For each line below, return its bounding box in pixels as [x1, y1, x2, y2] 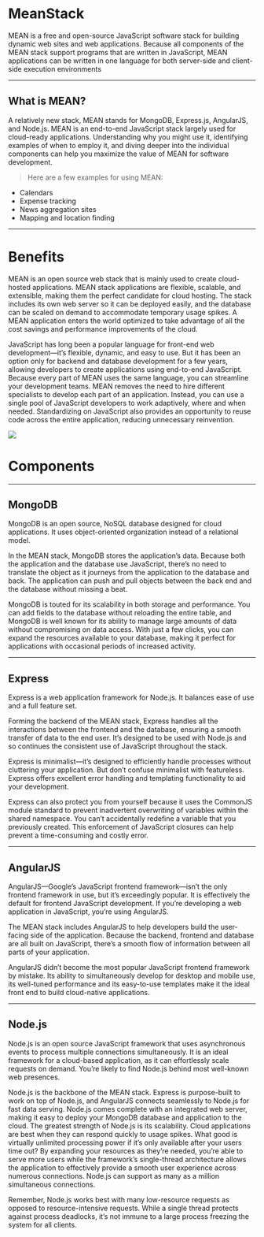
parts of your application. [8, 947, 90, 957]
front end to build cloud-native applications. [8, 988, 150, 997]
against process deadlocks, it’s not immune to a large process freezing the [8, 1211, 250, 1221]
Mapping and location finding [19, 213, 115, 222]
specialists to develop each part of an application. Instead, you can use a [8, 389, 245, 399]
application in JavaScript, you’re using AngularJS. [8, 907, 169, 916]
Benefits [8, 247, 65, 266]
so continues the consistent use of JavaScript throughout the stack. [8, 741, 228, 751]
